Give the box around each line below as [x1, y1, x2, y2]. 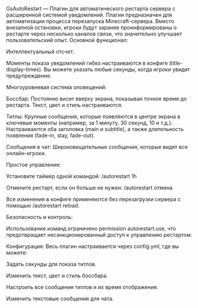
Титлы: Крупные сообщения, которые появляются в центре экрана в [6, 113, 181, 120]
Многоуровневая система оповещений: [6, 84, 107, 91]
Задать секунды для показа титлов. [6, 261, 97, 268]
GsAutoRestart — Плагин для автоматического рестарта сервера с [6, 5, 176, 12]
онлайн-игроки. [6, 150, 46, 157]
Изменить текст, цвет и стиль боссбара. [6, 272, 108, 279]
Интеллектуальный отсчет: [6, 48, 75, 55]
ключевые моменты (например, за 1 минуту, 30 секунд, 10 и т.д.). [6, 119, 173, 126]
